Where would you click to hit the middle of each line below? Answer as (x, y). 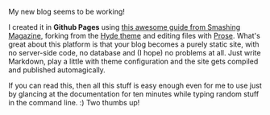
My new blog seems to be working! (66, 12)
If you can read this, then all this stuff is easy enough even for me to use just (135, 85)
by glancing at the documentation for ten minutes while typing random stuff (134, 94)
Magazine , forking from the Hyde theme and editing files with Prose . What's (134, 36)
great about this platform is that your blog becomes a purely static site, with (134, 44)
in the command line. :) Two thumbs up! (74, 103)
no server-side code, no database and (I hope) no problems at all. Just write (135, 53)
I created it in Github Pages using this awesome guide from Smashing (125, 27)
